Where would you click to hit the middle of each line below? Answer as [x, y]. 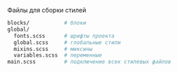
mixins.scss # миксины [53, 49]
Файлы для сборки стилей [47, 10]
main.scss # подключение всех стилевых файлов [89, 62]
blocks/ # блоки [47, 23]
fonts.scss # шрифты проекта [64, 36]
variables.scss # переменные [58, 55]
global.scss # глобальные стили [67, 42]
